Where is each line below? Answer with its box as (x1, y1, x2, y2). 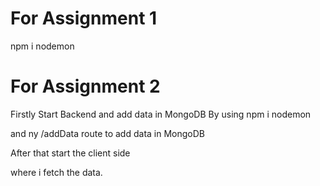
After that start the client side (10, 147, 131, 159)
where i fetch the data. (10, 166, 103, 178)
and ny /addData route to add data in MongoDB (10, 127, 205, 139)
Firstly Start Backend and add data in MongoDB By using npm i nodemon (10, 108, 312, 120)
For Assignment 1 (10, 7, 158, 30)
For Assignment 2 (10, 75, 161, 98)
